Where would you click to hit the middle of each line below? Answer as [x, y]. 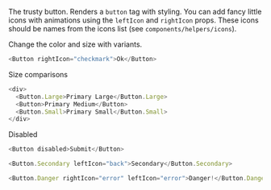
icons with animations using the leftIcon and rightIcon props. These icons [134, 20]
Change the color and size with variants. [75, 44]
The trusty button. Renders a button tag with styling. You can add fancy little [135, 12]
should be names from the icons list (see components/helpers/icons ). [123, 29]
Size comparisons [38, 74]
